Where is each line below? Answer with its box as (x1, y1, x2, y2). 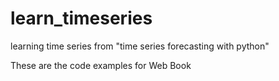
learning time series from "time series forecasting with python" (10, 40, 270, 52)
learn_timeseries (10, 7, 153, 30)
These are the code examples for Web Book (10, 59, 192, 71)
